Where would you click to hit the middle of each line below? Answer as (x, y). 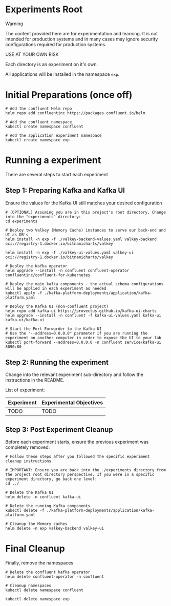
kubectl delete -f (25, 511)
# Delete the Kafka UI (29, 493)
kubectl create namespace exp (38, 140)
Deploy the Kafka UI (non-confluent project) (59, 306)
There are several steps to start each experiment (57, 174)
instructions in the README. (35, 380)
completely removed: (28, 447)
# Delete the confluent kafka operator (48, 572)
